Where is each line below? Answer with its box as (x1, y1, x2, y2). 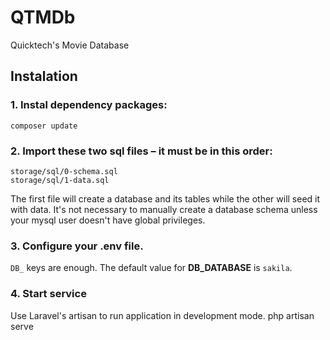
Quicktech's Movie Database (10, 39, 130, 51)
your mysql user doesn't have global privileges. (10, 214, 206, 226)
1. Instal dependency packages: (10, 98, 168, 112)
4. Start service (10, 287, 87, 301)
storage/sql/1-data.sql (10, 175, 110, 185)
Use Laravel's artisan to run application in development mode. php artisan (10, 309, 315, 321)
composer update (10, 121, 78, 131)
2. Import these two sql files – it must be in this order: (10, 144, 273, 158)
